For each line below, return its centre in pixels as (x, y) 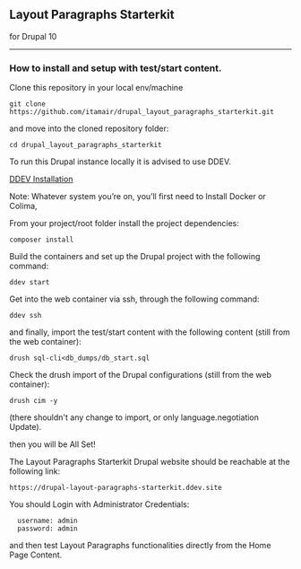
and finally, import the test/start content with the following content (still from (150, 332)
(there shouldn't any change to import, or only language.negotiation (134, 417)
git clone (28, 104)
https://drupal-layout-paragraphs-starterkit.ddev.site (116, 488)
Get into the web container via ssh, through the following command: (134, 299)
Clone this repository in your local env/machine (96, 88)
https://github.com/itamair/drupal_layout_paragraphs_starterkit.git (142, 112)
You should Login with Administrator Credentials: (99, 504)
